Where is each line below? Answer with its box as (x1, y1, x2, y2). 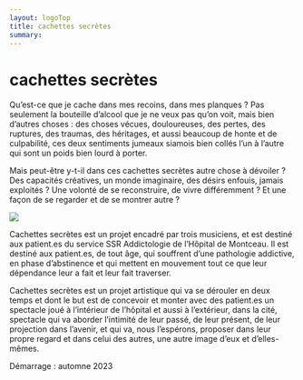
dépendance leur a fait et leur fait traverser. (9, 267, 172, 278)
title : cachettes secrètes (9, 22, 112, 31)
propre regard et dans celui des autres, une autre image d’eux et (9, 334, 249, 345)
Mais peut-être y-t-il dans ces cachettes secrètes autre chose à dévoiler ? (9, 165, 286, 176)
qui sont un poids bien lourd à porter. (9, 147, 148, 159)
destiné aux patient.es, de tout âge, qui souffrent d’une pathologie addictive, (9, 248, 295, 259)
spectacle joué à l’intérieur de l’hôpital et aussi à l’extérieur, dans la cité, (9, 305, 279, 315)
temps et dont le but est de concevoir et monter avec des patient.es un (9, 295, 275, 305)
